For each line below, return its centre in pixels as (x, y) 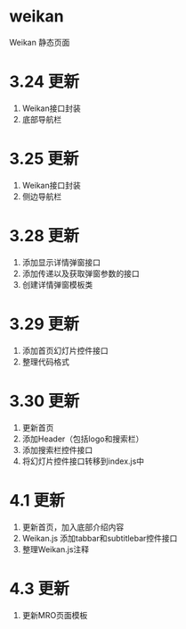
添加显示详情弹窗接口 (61, 262)
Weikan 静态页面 (40, 42)
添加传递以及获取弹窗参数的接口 (81, 273)
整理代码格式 (45, 361)
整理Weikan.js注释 (56, 549)
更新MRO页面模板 (55, 615)
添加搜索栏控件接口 (57, 449)
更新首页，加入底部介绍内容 (73, 527)
